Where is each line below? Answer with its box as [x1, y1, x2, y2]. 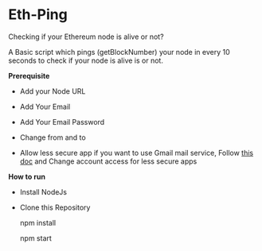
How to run [8, 172, 46, 181]
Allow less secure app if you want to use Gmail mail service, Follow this [19, 148, 253, 157]
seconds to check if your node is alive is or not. [8, 56, 163, 65]
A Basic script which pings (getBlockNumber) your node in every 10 [8, 47, 231, 56]
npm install [19, 218, 57, 227]
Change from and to [19, 133, 86, 142]
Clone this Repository [19, 203, 91, 212]
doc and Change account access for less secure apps [19, 156, 197, 166]
